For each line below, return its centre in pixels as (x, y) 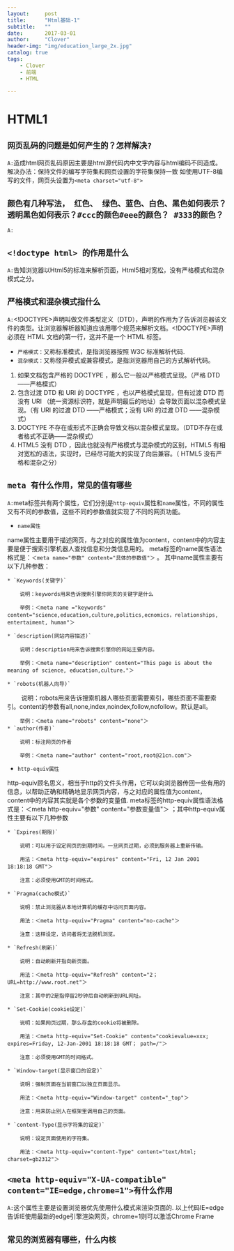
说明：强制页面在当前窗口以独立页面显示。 (72, 1084)
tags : (15, 59)
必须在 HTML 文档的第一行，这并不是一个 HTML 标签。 (86, 336)
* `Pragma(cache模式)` (39, 894)
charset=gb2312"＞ (33, 1159)
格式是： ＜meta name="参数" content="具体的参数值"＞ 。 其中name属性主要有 (115, 557)
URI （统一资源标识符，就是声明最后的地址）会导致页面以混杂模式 (126, 401)
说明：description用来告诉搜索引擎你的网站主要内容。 (89, 650)
